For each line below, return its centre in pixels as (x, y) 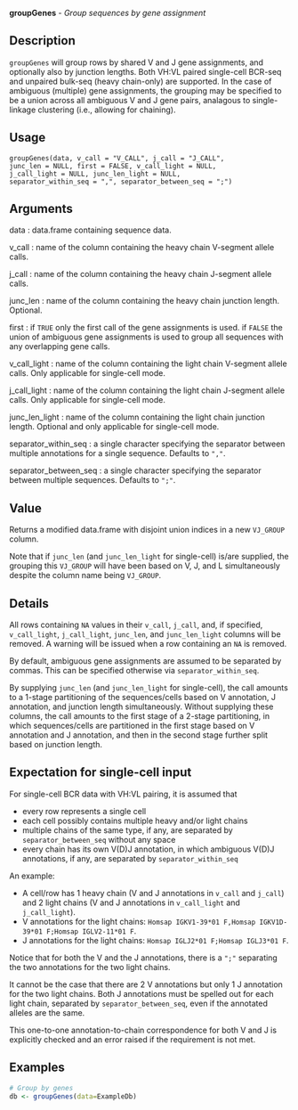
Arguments (41, 209)
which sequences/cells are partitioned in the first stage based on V (132, 726)
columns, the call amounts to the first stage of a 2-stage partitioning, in (139, 716)
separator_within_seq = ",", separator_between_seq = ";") (121, 182)
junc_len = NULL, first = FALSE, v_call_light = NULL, (113, 166)
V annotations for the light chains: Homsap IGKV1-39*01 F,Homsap (139, 921)
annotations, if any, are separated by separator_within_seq (130, 858)
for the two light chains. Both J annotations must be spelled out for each (141, 993)
